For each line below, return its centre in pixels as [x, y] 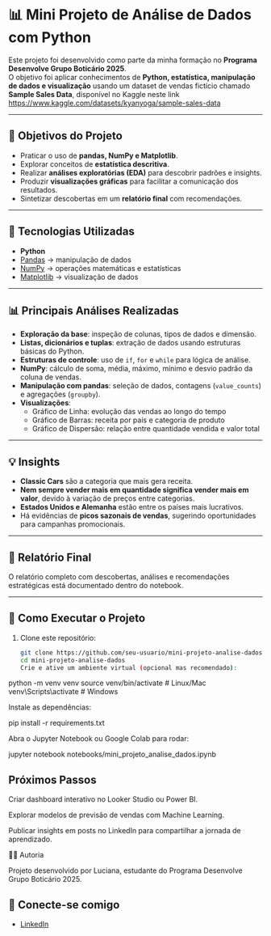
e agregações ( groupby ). [60, 394]
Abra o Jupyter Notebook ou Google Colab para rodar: [99, 739]
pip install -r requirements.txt [56, 723]
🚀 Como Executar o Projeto [77, 618]
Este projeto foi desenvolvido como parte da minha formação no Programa [133, 60]
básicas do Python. [52, 351]
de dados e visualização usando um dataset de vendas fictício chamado [129, 86]
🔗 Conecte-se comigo [64, 905]
